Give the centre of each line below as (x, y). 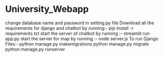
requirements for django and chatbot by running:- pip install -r (69, 28)
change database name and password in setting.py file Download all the (80, 23)
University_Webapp (47, 9)
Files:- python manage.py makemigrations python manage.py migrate (77, 44)
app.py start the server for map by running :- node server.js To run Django (82, 39)
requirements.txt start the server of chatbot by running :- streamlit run (77, 33)
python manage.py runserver (35, 49)
